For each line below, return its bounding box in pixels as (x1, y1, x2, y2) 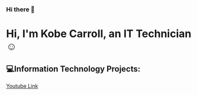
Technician (135, 27, 192, 41)
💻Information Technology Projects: (6, 64, 141, 74)
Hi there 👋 (6, 5, 35, 14)
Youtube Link (6, 82, 38, 89)
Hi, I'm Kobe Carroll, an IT (6, 27, 134, 41)
